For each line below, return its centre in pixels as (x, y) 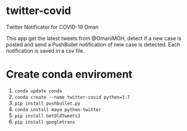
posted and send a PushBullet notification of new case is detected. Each (93, 44)
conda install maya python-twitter (58, 109)
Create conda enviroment (69, 75)
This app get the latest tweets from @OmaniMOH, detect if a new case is (94, 38)
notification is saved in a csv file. (45, 50)
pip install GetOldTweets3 (47, 116)
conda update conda (38, 91)
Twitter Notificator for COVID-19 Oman (53, 27)
